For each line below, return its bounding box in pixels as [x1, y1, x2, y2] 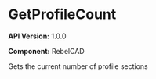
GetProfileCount [8, 5, 117, 23]
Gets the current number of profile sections [8, 61, 149, 71]
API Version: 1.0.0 [8, 31, 67, 41]
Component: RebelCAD [8, 46, 85, 56]
